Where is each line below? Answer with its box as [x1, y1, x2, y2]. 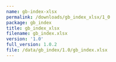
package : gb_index [6, 19, 52, 25]
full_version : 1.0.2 [6, 42, 58, 48]
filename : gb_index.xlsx [6, 31, 68, 37]
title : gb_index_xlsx [6, 25, 60, 31]
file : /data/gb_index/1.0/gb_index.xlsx [6, 47, 108, 53]
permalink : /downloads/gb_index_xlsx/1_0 [6, 14, 111, 20]
